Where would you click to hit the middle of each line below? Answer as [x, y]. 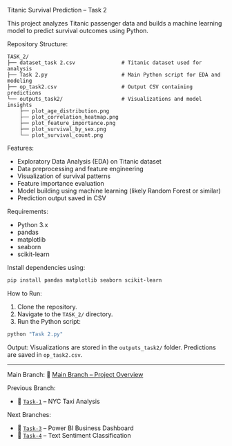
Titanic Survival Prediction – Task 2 [57, 10]
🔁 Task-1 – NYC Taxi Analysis [58, 401]
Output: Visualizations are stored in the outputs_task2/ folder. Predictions [112, 347]
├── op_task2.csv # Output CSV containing [100, 87]
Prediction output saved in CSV [61, 198]
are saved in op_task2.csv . [45, 354]
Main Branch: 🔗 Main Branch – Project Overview [75, 374]
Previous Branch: [31, 388]
